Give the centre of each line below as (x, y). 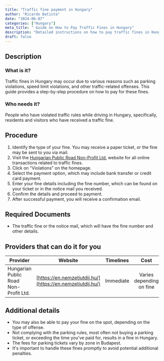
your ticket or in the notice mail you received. (58, 189)
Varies (146, 275)
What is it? (18, 70)
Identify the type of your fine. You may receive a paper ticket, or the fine (85, 147)
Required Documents (38, 215)
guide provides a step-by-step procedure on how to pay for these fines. (77, 91)
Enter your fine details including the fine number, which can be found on (85, 183)
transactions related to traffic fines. (47, 163)
